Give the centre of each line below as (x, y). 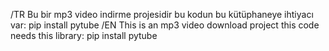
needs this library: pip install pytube (84, 35)
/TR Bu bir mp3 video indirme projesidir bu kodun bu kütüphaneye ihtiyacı (162, 14)
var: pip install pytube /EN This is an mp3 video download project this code (165, 25)
